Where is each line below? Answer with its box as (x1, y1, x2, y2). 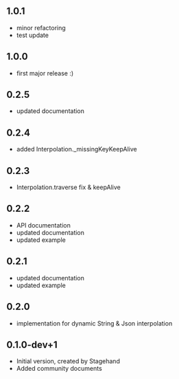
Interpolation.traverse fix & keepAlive (16, 183, 121, 191)
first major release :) (16, 69, 74, 77)
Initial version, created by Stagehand (16, 357, 121, 365)
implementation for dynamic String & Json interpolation (16, 319, 173, 328)
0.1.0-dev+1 (6, 339, 58, 350)
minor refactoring (16, 23, 66, 32)
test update (16, 31, 49, 39)
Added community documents (16, 365, 102, 373)
